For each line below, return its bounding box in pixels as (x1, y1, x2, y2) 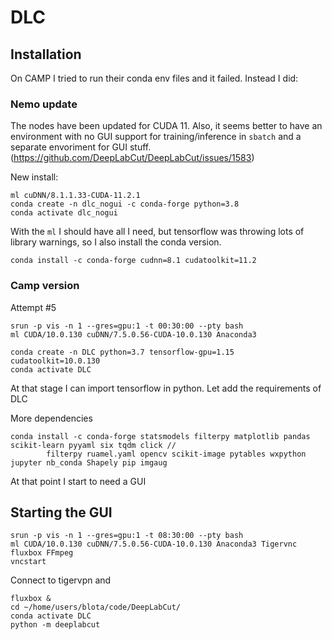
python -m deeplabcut (10, 620, 101, 630)
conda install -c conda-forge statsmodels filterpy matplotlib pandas (10, 431, 311, 441)
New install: (10, 171, 59, 183)
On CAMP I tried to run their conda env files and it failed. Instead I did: (10, 72, 299, 84)
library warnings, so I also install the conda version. (10, 236, 222, 248)
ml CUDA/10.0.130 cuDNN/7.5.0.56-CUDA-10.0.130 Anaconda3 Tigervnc (10, 539, 298, 550)
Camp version (10, 279, 80, 293)
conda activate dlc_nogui (10, 208, 118, 218)
